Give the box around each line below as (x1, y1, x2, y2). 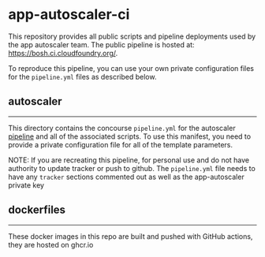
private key (8, 180, 45, 190)
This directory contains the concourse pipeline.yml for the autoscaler (8, 123, 236, 132)
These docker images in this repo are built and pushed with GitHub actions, (8, 231, 253, 241)
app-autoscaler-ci (8, 6, 130, 24)
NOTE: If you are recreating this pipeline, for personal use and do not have (8, 155, 250, 165)
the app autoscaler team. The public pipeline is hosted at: (8, 39, 195, 49)
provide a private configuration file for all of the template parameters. (8, 140, 233, 149)
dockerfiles (8, 203, 65, 217)
